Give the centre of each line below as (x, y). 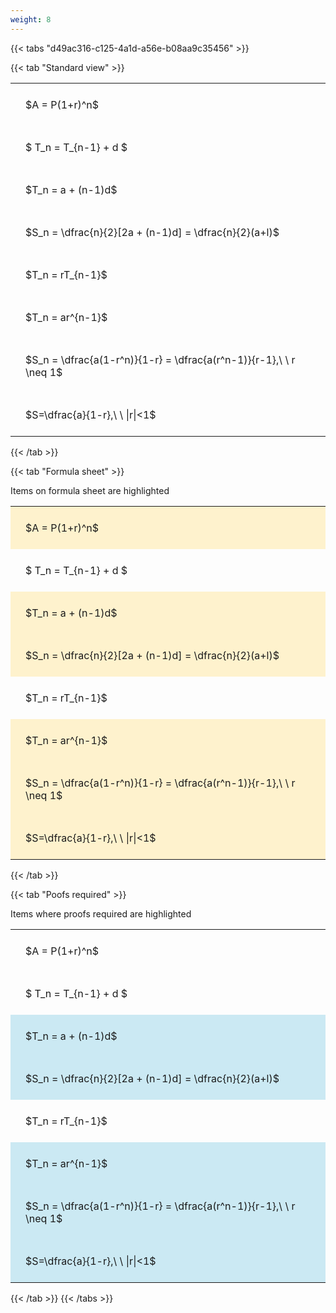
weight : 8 (31, 19)
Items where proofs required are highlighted (101, 913)
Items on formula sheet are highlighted (90, 490)
